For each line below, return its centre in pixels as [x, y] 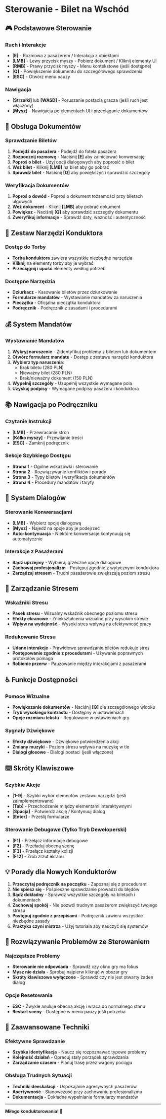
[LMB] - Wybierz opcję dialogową [47, 523]
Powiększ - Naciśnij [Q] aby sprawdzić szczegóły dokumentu [75, 212]
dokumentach [26, 899]
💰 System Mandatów [39, 324]
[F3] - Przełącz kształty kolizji [42, 851]
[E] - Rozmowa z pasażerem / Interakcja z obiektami [65, 55]
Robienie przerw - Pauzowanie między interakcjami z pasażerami [79, 664]
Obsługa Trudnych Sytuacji [39, 1075]
